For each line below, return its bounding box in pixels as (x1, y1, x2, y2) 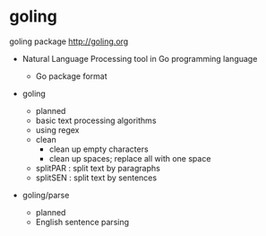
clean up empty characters (48, 144, 150, 154)
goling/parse (21, 189, 70, 200)
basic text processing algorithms (35, 115, 157, 126)
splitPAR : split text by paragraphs (35, 162, 161, 173)
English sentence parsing (35, 216, 130, 227)
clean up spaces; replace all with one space (48, 153, 211, 163)
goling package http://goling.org (9, 36, 129, 47)
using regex (35, 124, 80, 135)
